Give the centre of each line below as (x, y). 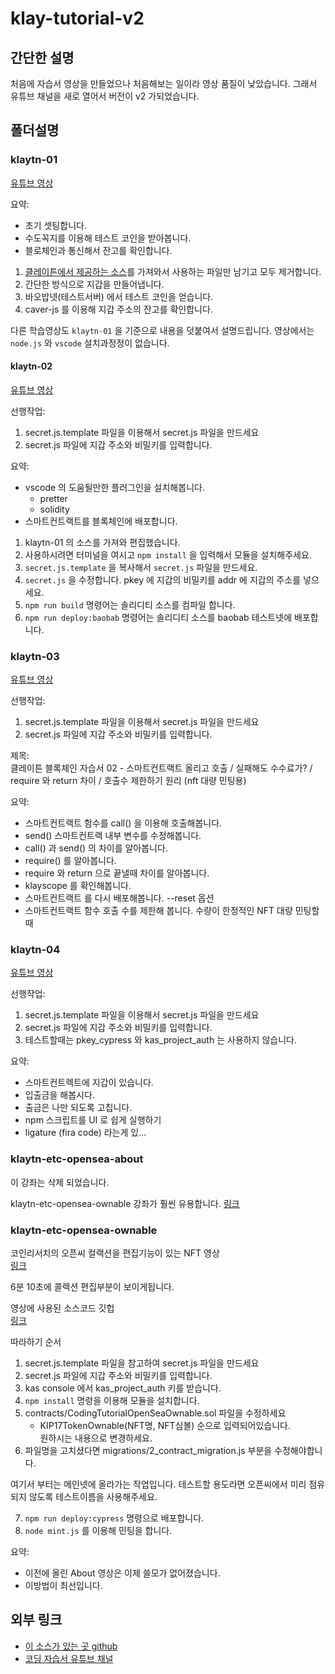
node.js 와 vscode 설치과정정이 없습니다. (90, 343)
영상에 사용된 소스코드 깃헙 (62, 1308)
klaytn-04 (35, 950)
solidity (54, 509)
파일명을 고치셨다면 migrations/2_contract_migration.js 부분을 (148, 1451)
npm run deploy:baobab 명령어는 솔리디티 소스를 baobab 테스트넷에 (158, 617)
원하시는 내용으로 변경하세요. (96, 1438)
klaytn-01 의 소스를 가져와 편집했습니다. (102, 542)
